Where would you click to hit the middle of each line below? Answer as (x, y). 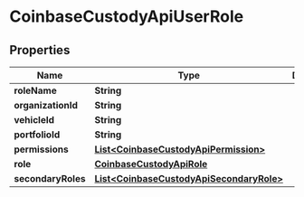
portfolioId (37, 135)
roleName (35, 90)
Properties (40, 50)
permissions (42, 149)
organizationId (46, 105)
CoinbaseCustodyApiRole (151, 164)
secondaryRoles (50, 178)
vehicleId (34, 120)
